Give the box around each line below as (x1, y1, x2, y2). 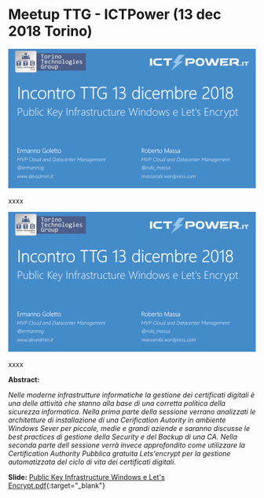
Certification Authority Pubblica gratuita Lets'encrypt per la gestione (8, 448, 231, 458)
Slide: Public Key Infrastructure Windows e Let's (8, 472, 165, 481)
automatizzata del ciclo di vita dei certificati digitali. (8, 457, 177, 466)
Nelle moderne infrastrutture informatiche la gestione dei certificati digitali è (8, 390, 255, 400)
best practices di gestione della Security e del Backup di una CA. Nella (8, 432, 238, 441)
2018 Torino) (8, 22, 93, 40)
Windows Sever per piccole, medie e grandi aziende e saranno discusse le (8, 423, 250, 433)
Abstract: (8, 374, 40, 384)
